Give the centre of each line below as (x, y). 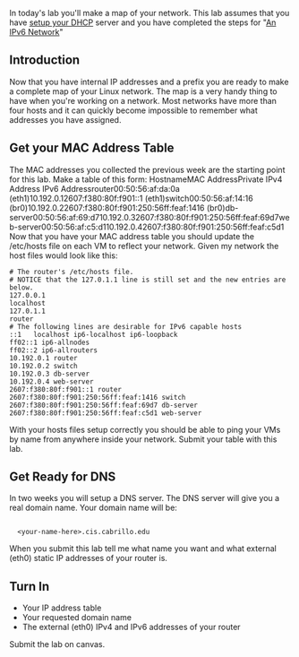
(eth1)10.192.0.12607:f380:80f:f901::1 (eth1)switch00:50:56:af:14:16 (131, 198)
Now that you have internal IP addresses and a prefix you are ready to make (149, 82)
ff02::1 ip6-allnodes (50, 342)
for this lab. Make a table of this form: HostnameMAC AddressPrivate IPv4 (146, 179)
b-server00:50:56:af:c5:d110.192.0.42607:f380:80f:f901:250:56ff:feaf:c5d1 (147, 227)
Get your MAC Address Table (92, 148)
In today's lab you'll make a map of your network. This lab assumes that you (149, 13)
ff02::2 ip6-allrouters (54, 350)
